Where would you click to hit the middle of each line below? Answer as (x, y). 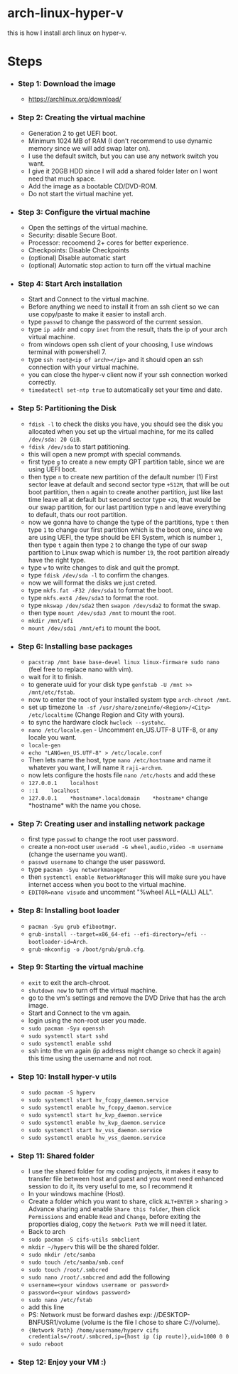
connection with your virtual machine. (83, 367)
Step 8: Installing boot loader (69, 910)
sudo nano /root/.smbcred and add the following (99, 1277)
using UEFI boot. (53, 469)
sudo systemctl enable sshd (70, 1043)
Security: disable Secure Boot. (72, 235)
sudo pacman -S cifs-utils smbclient (84, 1240)
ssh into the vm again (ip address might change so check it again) (125, 1050)
